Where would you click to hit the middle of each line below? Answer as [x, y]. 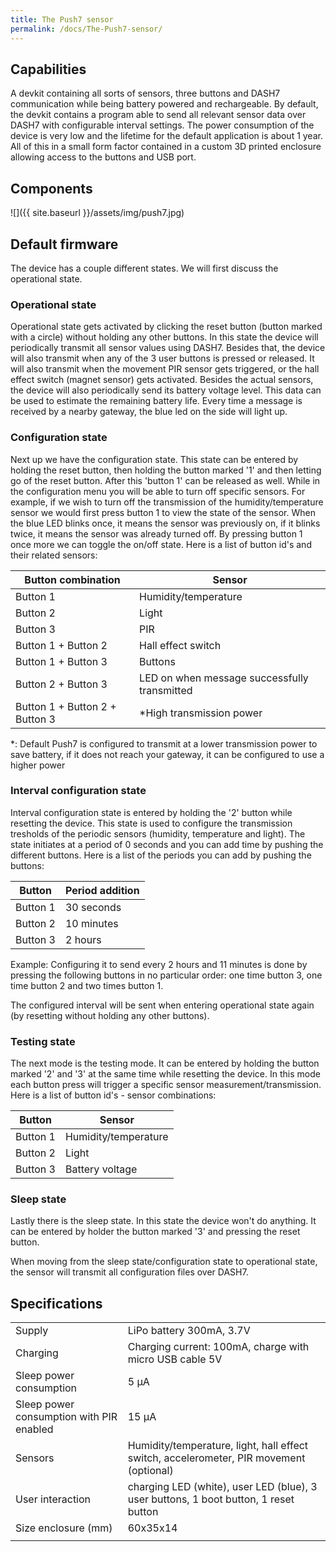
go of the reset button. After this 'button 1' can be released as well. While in [165, 480]
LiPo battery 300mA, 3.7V [189, 1331]
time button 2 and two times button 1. [87, 985]
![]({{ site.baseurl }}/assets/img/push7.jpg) [97, 213]
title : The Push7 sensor [62, 19]
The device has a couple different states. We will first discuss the [144, 268]
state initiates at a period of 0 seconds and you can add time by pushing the [167, 844]
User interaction [53, 1499]
